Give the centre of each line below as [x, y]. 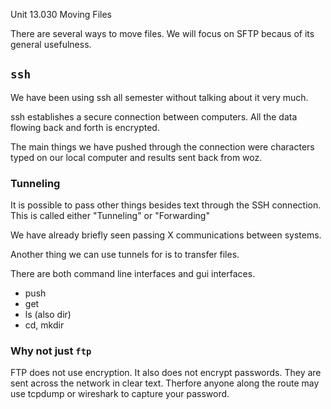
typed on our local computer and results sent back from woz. [136, 157]
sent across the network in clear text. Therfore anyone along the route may [165, 383]
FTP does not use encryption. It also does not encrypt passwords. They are [166, 373]
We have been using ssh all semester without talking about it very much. [159, 97]
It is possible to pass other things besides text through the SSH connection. [166, 205]
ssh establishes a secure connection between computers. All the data [154, 116]
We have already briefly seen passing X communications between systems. [166, 235]
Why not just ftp [51, 351]
